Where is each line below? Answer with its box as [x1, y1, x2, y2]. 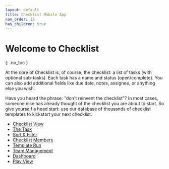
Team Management [12, 148, 53, 154]
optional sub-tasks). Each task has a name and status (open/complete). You [5, 75, 163, 81]
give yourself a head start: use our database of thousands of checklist [5, 106, 151, 112]
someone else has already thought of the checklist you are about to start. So [5, 101, 164, 107]
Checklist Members [12, 137, 53, 143]
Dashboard [12, 153, 36, 159]
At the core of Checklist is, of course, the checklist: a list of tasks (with [5, 69, 152, 75]
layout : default [5, 7, 39, 13]
